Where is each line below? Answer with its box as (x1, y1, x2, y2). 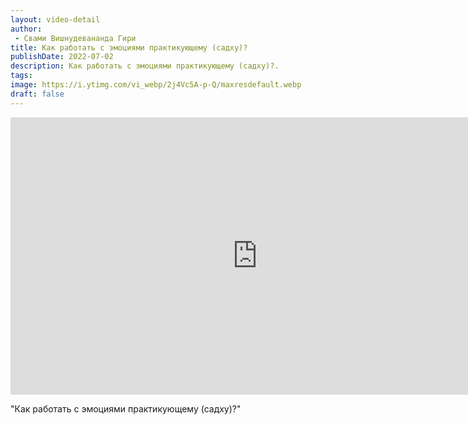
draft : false (10, 89, 65, 99)
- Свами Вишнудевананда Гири (14, 33, 137, 43)
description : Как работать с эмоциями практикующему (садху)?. (10, 61, 280, 71)
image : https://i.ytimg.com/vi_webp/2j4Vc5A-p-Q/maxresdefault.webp (10, 80, 302, 90)
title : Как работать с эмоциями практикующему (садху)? (10, 42, 248, 53)
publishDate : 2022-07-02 (10, 52, 114, 62)
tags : (10, 71, 33, 81)
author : (10, 24, 43, 34)
